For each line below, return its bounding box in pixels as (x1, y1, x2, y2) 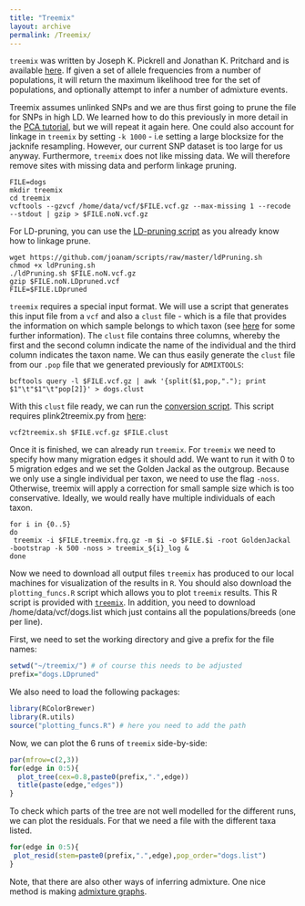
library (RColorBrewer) (9, 704, 96, 713)
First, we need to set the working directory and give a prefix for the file (9, 634, 275, 645)
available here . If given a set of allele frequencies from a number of (9, 65, 261, 76)
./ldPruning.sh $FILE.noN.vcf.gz (9, 269, 137, 278)
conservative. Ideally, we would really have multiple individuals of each (9, 493, 276, 504)
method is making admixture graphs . (9, 886, 147, 897)
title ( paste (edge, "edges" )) (17, 781, 125, 790)
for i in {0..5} (9, 520, 71, 529)
